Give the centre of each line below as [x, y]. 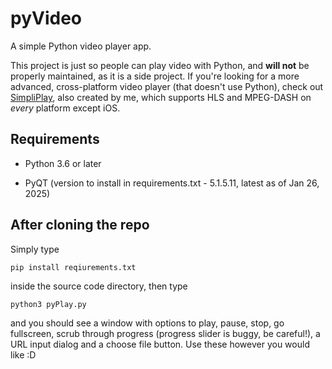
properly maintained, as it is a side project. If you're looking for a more [155, 76]
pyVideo [46, 18]
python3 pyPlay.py [48, 304]
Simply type [35, 249]
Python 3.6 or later [63, 163]
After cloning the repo [80, 225]
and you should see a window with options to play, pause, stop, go [147, 323]
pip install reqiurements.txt [73, 267]
